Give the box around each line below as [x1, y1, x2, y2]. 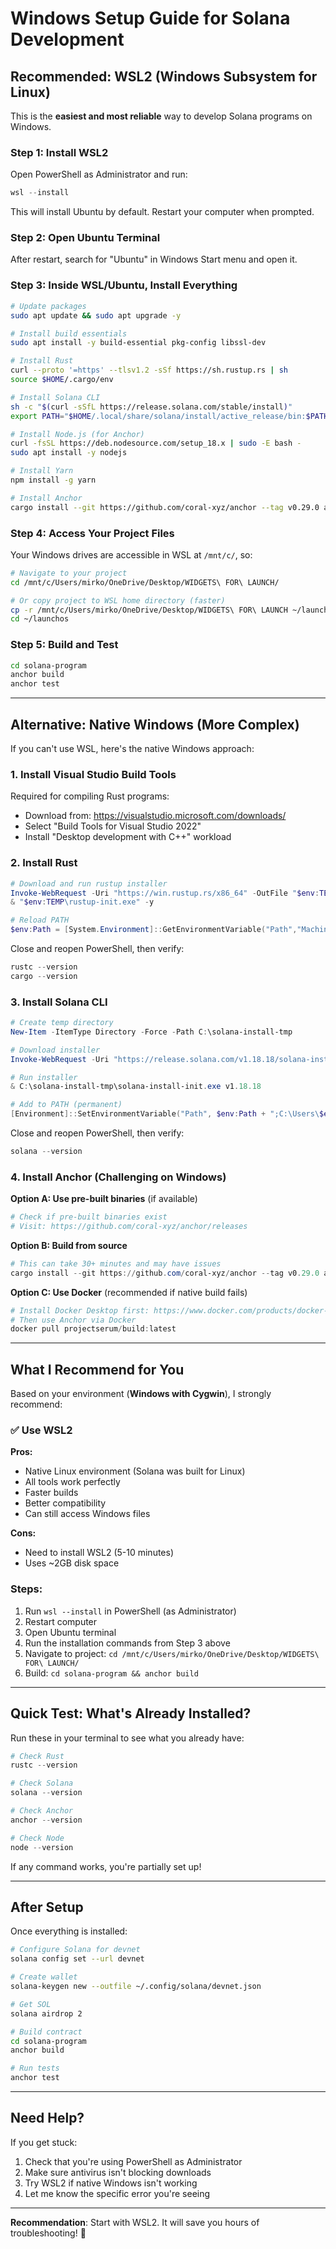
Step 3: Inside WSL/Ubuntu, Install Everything [10, 278, 238, 292]
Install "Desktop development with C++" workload [24, 831, 232, 843]
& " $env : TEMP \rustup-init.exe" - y [10, 897, 155, 907]
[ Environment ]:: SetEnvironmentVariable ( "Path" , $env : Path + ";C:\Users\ [10, 1109, 320, 1119]
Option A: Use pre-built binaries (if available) [10, 1193, 198, 1205]
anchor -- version [10, 1815, 83, 1825]
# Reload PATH [10, 915, 70, 926]
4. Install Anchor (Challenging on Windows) [10, 1170, 227, 1184]
